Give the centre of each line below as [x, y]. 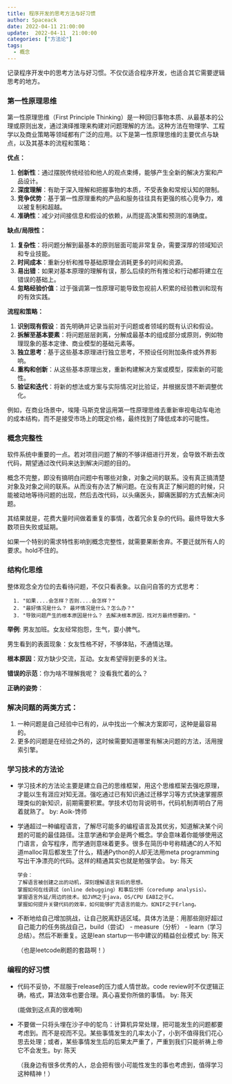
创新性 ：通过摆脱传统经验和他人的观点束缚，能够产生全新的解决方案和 [117, 173]
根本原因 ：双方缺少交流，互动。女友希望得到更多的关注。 [89, 658]
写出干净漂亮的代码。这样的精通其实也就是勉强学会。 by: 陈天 [105, 861]
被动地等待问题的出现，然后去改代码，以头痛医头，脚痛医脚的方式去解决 [116, 495]
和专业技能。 [35, 254]
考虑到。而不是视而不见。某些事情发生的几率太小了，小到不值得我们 [114, 1033]
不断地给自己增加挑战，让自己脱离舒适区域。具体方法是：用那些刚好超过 [120, 918]
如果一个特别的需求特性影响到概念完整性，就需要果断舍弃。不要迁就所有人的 [116, 542]
